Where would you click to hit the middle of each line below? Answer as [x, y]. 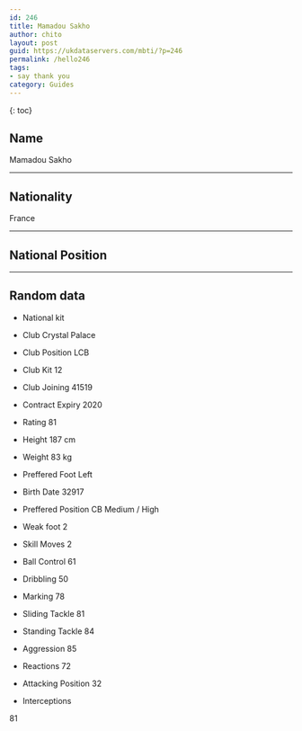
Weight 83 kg [47, 457]
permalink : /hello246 [50, 59]
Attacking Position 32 [62, 683]
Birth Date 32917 [53, 492]
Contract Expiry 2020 [62, 405]
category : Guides [42, 85]
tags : [19, 68]
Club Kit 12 [42, 370]
